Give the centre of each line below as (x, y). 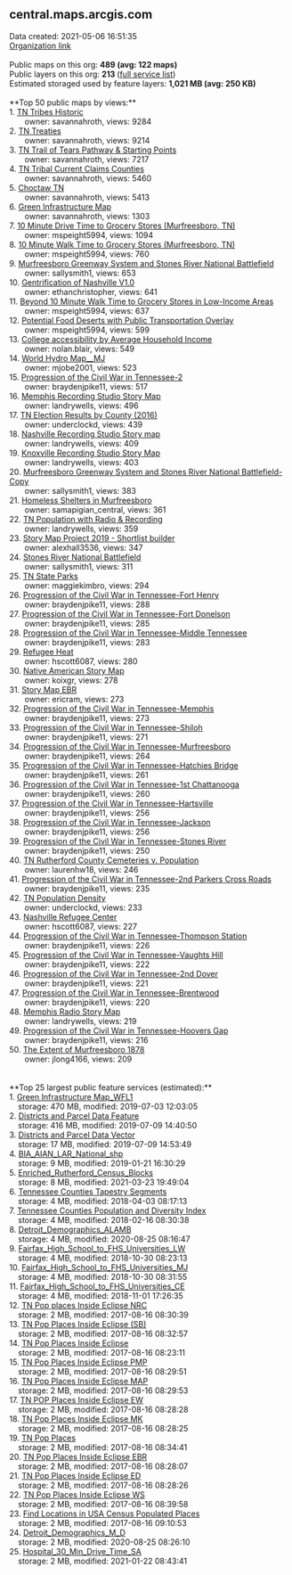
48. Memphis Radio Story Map (65, 1012)
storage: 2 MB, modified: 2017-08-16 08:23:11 (101, 1352)
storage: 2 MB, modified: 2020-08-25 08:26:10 (104, 1542)
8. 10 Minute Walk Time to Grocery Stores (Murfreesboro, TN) (122, 244)
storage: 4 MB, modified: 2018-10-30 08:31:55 (102, 1276)
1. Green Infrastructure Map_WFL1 (71, 1096)
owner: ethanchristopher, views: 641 (91, 291)
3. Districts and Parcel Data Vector (72, 1135)
